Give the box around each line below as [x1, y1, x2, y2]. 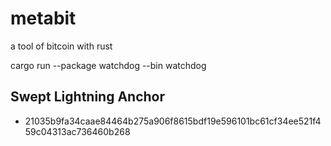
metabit [10, 7, 77, 30]
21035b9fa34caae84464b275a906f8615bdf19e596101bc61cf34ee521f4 [24, 115, 322, 127]
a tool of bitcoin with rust [10, 40, 113, 52]
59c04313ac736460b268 [24, 125, 131, 137]
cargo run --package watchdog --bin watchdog [10, 59, 207, 71]
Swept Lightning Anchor [10, 88, 166, 106]
